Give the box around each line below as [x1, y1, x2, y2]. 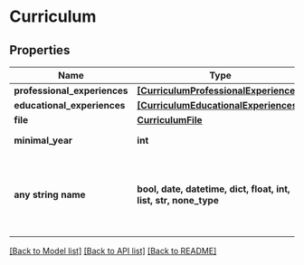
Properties [9, 43, 71, 58]
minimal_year [14, 134, 72, 147]
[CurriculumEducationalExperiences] [137, 99, 301, 111]
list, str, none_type [137, 194, 219, 206]
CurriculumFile [137, 114, 203, 126]
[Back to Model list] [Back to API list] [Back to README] [9, 246, 217, 256]
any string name [14, 188, 86, 201]
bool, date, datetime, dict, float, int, [137, 183, 291, 195]
